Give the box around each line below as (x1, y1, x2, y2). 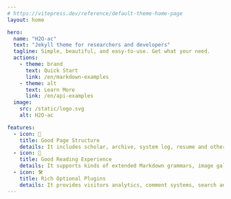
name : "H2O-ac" (13, 35, 57, 42)
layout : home (7, 16, 45, 23)
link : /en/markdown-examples (25, 73, 109, 80)
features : (7, 124, 36, 131)
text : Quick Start (25, 67, 78, 74)
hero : (7, 29, 23, 36)
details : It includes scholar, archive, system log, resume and (19, 143, 208, 150)
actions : (13, 54, 38, 62)
